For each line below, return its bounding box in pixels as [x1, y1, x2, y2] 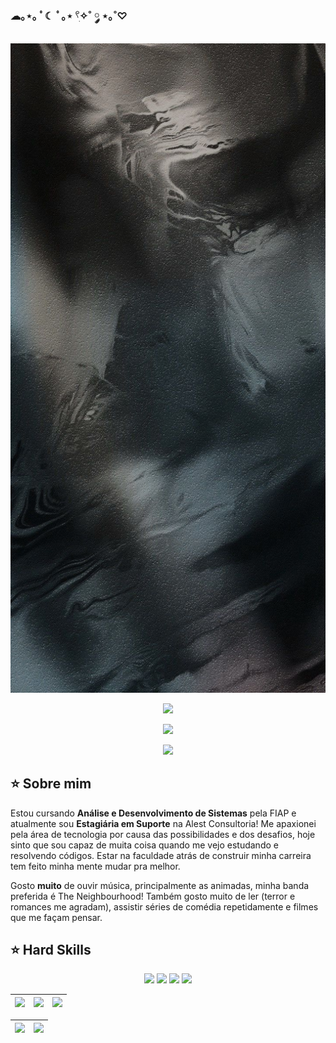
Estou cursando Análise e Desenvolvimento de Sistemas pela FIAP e [10, 807, 297, 819]
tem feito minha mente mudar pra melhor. [10, 860, 181, 872]
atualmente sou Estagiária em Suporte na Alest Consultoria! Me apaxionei [10, 817, 317, 829]
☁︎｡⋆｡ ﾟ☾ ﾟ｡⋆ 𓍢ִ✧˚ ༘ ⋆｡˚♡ [10, 9, 128, 23]
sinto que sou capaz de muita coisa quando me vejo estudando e [10, 839, 279, 851]
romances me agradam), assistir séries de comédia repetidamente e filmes [10, 900, 319, 913]
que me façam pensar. [10, 911, 103, 923]
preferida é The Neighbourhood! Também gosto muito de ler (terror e [10, 890, 296, 902]
